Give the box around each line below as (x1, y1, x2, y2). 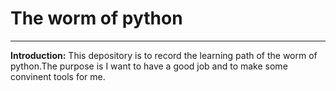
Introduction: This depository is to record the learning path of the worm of (10, 49, 318, 61)
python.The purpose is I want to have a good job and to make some (10, 60, 288, 72)
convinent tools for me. (10, 70, 106, 82)
